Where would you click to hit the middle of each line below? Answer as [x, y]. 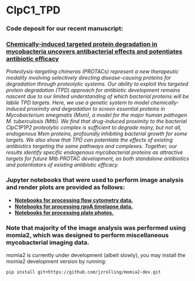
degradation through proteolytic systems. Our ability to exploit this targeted [97, 84]
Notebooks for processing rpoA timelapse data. [73, 206]
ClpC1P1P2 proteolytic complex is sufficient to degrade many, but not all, [94, 128]
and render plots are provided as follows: [66, 187]
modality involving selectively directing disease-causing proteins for [89, 78]
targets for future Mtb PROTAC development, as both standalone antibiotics [97, 159]
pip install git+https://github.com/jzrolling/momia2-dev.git [83, 272]
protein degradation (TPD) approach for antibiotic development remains [93, 90]
